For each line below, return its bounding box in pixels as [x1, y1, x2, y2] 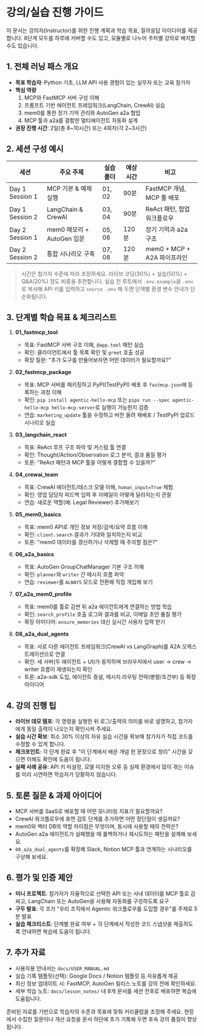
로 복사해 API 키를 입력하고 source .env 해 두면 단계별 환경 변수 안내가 [21, 285, 189, 292]
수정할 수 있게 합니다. [15, 740, 66, 748]
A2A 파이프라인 [145, 253, 188, 262]
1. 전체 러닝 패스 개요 [6, 61, 79, 72]
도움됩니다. [15, 995, 42, 1002]
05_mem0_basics [15, 511, 61, 518]
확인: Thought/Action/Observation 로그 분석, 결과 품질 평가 [24, 451, 167, 458]
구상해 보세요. [15, 853, 49, 860]
